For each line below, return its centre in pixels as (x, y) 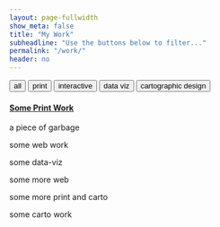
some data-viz (36, 162)
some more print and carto (59, 197)
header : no (30, 59)
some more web (39, 179)
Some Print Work (42, 108)
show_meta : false (42, 26)
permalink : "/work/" (48, 51)
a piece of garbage (44, 127)
